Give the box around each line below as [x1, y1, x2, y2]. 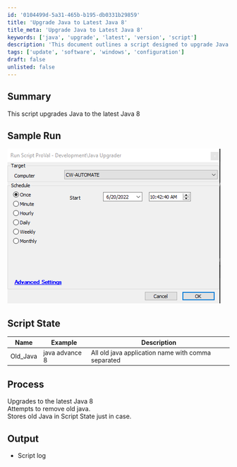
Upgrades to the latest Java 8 [7, 397, 94, 406]
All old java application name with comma [90, 348, 212, 357]
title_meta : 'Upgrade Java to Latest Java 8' [7, 26, 143, 33]
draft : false [7, 57, 46, 64]
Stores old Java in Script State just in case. [7, 412, 132, 420]
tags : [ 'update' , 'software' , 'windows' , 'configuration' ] [7, 49, 185, 56]
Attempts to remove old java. [7, 405, 91, 413]
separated [90, 355, 121, 364]
